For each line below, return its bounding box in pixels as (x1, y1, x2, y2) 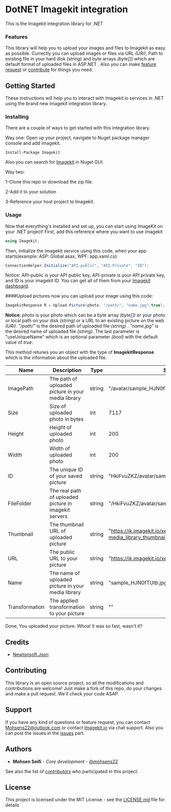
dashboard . (5, 283, 30, 289)
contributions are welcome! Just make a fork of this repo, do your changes (5, 685, 162, 691)
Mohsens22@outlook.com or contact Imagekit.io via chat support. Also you (5, 725, 164, 731)
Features (5, 33, 28, 40)
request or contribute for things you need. (5, 66, 93, 73)
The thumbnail (49, 521, 84, 528)
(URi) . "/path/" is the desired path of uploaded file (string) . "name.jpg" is (5, 323, 159, 329)
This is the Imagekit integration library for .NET (5, 20, 103, 27)
